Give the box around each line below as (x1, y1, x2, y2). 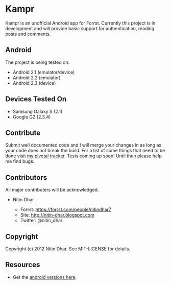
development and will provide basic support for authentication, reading (5, 25, 155, 31)
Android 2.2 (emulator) (12, 75, 61, 81)
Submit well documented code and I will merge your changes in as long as (5, 142, 162, 148)
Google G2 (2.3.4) (12, 113, 51, 120)
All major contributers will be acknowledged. (5, 187, 99, 193)
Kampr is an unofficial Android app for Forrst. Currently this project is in (5, 20, 156, 26)
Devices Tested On (5, 95, 67, 104)
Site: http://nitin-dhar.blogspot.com (20, 212, 94, 218)
